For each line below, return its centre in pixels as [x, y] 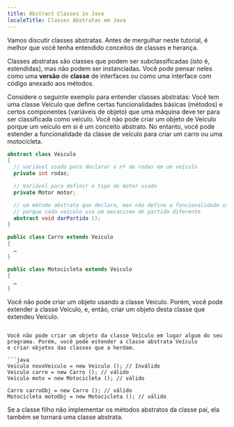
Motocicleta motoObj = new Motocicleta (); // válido [87, 397]
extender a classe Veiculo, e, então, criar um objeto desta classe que [106, 309]
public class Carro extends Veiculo [60, 237]
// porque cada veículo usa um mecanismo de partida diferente [107, 211]
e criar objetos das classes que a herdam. [71, 348]
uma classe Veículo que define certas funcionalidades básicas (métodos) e [115, 104]
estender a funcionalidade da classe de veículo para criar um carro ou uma [115, 134]
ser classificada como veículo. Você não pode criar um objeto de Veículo [112, 119]
